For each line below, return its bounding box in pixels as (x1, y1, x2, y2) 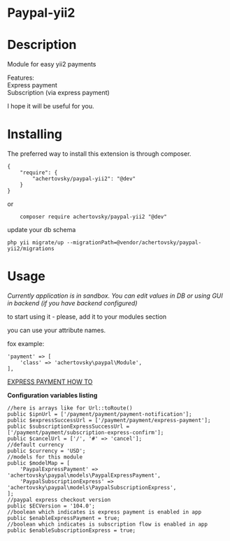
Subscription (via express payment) (7, 89, 110, 97)
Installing (7, 127, 63, 143)
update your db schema (7, 226, 76, 234)
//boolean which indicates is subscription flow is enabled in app (7, 521, 208, 528)
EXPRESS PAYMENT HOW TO (7, 377, 93, 386)
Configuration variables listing (7, 391, 98, 399)
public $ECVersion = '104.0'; (7, 503, 96, 510)
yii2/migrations (7, 245, 55, 252)
